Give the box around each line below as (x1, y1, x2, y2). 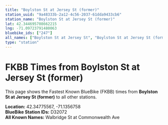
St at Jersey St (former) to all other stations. (5, 93, 97, 100)
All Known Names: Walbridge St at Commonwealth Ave (5, 114, 120, 120)
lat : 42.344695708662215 (5, 21, 57, 26)
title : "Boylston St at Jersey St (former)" (5, 7, 99, 12)
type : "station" (5, 40, 39, 45)
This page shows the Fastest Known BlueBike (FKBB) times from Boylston (5, 88, 158, 94)
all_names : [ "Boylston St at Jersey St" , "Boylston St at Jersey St (5, 35, 151, 40)
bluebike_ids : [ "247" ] (5, 30, 52, 35)
